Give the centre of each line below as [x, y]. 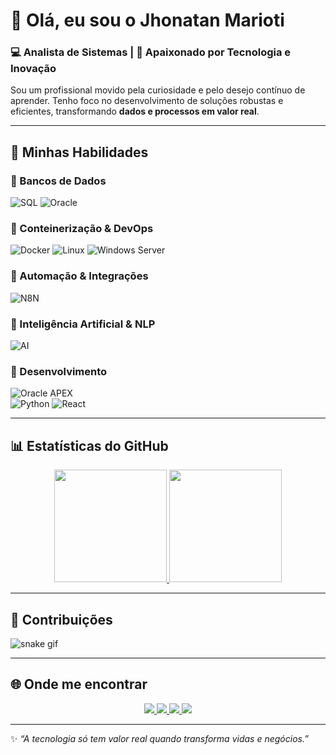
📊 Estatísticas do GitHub [89, 445]
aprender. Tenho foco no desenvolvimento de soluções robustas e [147, 101]
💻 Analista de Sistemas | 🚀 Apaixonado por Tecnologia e [151, 52]
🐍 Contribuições [61, 619]
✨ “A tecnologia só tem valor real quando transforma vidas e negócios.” [159, 738]
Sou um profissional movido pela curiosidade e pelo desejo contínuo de [158, 90]
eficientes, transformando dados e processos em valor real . [135, 111]
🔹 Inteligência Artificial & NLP [83, 324]
